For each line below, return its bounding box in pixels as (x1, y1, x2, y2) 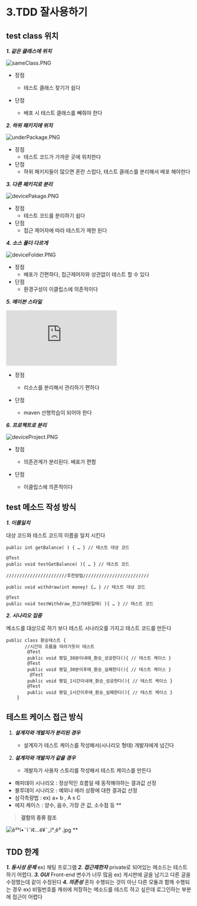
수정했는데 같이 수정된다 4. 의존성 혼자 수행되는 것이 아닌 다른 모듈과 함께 (6, 879, 175, 886)
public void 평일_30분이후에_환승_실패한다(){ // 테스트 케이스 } (27, 666, 172, 672)
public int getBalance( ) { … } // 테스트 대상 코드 (6, 545, 130, 551)
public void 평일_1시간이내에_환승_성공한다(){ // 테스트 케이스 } (27, 678, 173, 684)
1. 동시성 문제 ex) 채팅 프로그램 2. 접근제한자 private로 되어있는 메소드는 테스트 (6, 864, 188, 871)
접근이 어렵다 (12, 894, 43, 901)
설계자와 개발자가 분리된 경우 (14, 729, 81, 736)
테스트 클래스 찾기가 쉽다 (23, 84, 81, 91)
